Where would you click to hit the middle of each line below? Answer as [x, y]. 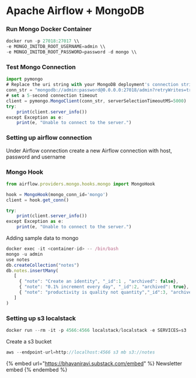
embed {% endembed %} [37, 369]
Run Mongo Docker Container [49, 29]
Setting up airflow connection [49, 138]
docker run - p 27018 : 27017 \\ [43, 41]
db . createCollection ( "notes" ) [43, 265]
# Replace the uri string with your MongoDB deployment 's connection [92, 85]
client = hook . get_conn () [37, 200]
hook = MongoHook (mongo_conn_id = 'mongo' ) [57, 194]
